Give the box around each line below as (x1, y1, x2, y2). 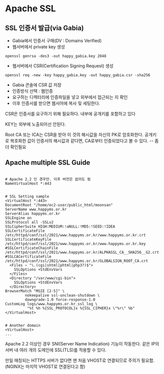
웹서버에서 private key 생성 (12, 44, 65, 50)
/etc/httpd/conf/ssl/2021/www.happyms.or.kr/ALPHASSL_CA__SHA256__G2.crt (5, 250, 160, 255)
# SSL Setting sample (5, 194, 50, 199)
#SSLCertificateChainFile (5, 245, 58, 251)
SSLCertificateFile (5, 228, 45, 233)
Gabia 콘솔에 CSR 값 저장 (12, 82, 62, 87)
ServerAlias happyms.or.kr (5, 211, 60, 216)
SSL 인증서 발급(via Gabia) (5, 24, 84, 32)
